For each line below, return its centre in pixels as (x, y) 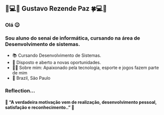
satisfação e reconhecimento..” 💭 (40, 108)
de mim (20, 72)
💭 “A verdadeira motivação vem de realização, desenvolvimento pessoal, (81, 102)
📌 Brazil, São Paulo (31, 78)
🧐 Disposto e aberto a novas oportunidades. (57, 62)
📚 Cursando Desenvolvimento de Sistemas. (57, 55)
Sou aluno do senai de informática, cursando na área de (73, 38)
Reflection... (20, 91)
